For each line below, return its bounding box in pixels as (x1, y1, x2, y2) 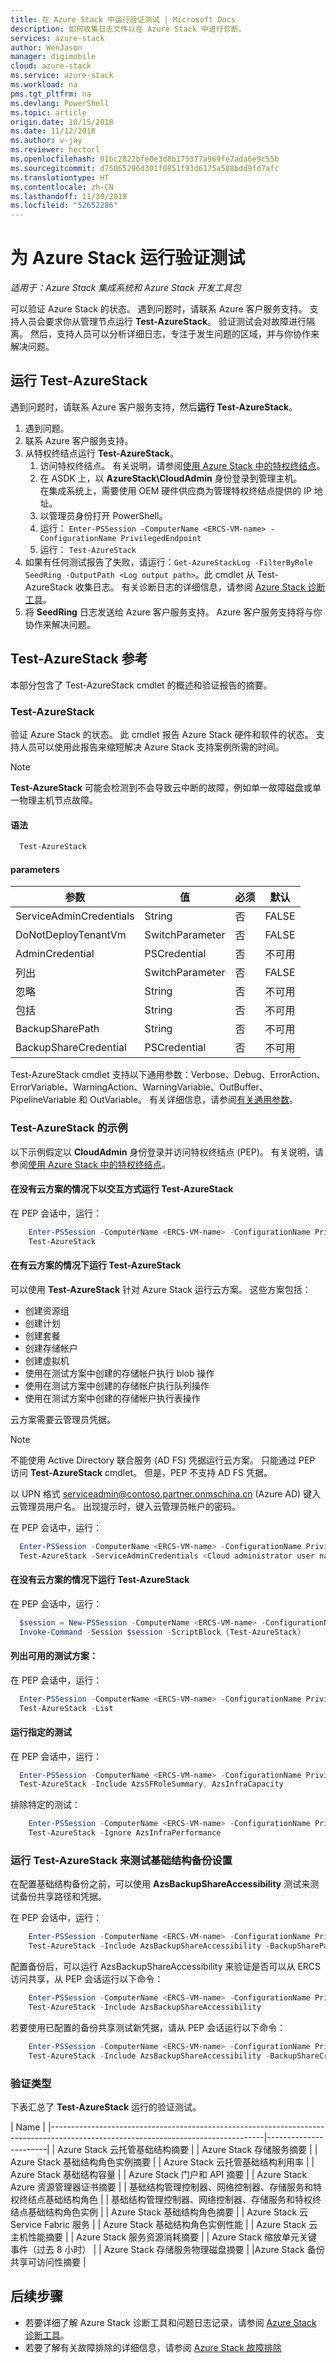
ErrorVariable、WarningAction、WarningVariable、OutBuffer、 (10, 1081, 268, 1093)
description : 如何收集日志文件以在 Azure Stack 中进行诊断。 (10, 24, 247, 34)
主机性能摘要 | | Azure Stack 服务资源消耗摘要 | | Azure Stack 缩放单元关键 (10, 2231, 318, 2243)
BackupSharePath (15, 1022, 100, 1036)
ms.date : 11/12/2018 (10, 126, 97, 136)
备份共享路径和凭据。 (18, 1891, 107, 1903)
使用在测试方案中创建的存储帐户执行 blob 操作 (24, 1367, 215, 1379)
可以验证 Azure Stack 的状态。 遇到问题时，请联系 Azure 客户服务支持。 (10, 303, 308, 315)
